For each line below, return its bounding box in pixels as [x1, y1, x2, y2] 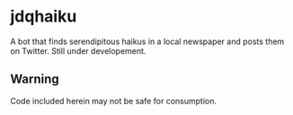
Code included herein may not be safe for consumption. [10, 95, 218, 106]
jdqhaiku [10, 6, 77, 27]
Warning [10, 72, 59, 87]
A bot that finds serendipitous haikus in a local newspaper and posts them [10, 36, 285, 47]
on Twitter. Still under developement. [10, 45, 146, 56]
